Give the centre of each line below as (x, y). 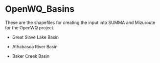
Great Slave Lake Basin (35, 37)
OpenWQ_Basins (40, 9)
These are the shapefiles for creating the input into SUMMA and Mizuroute (80, 22)
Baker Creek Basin (31, 56)
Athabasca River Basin (35, 46)
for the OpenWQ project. (30, 27)
